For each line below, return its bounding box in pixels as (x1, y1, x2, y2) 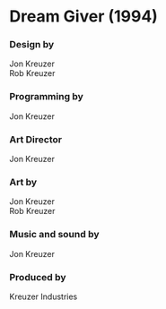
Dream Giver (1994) (9, 6, 159, 27)
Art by (9, 176, 38, 188)
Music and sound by (9, 228, 100, 241)
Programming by (9, 90, 83, 103)
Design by (9, 39, 55, 51)
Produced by (9, 270, 66, 283)
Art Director (9, 133, 63, 145)
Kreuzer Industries (9, 291, 78, 302)
